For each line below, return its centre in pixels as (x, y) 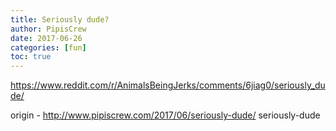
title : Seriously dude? (60, 19)
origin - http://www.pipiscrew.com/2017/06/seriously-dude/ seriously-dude (165, 115)
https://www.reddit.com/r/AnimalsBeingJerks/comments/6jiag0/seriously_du (168, 85)
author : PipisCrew (48, 29)
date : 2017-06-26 (46, 38)
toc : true (31, 57)
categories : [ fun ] (48, 47)
